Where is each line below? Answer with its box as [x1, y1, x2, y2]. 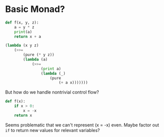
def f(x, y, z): [5, 20, 39, 25]
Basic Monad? [5, 3, 65, 15]
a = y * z [14, 24, 35, 29]
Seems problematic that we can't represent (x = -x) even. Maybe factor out [5, 121, 160, 128]
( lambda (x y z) [5, 43, 39, 48]
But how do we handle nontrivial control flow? [5, 89, 99, 95]
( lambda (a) [23, 57, 48, 62]
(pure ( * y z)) [23, 52, 55, 57]
